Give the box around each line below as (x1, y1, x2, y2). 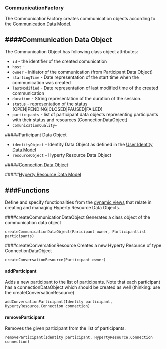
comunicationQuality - (12, 122, 57, 128)
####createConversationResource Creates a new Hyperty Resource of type (5, 242, 162, 248)
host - (12, 64, 25, 70)
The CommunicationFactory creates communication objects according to (5, 16, 156, 22)
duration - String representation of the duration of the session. (12, 96, 142, 102)
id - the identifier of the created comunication (12, 58, 107, 64)
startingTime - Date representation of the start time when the (12, 74, 139, 80)
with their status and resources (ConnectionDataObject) (12, 117, 128, 123)
